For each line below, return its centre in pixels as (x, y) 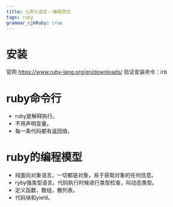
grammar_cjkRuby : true (34, 23)
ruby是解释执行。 (36, 116)
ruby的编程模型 (44, 158)
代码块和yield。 (34, 197)
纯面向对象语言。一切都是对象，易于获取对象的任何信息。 (86, 175)
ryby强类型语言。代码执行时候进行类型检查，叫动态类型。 (86, 182)
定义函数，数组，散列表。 (46, 190)
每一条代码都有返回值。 (44, 131)
